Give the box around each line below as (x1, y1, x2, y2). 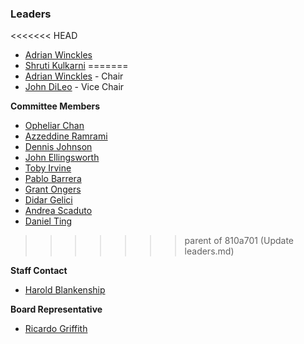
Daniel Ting (24, 215, 73, 227)
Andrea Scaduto (24, 205, 93, 217)
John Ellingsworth (24, 152, 100, 164)
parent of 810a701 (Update (184, 235, 295, 247)
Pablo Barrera (24, 173, 82, 185)
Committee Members (10, 100, 101, 112)
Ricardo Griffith (24, 323, 88, 335)
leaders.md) (184, 245, 235, 257)
